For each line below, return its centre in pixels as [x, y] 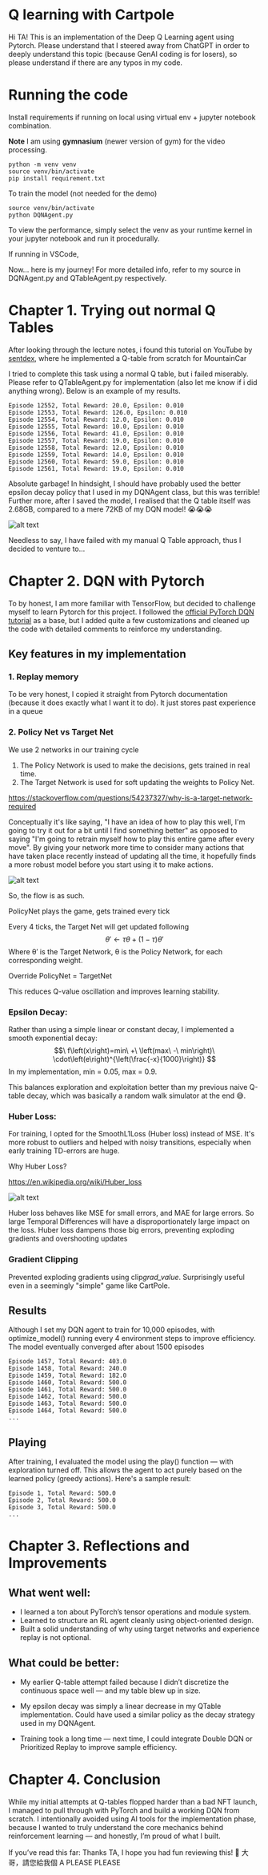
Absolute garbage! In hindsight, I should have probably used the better [125, 484]
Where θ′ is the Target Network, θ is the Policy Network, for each [116, 951]
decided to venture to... [47, 549]
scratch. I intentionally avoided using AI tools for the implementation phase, [132, 1819]
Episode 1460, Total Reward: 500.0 [68, 1383]
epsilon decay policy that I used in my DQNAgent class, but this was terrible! [134, 492]
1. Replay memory [44, 677]
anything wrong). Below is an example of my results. [95, 391]
